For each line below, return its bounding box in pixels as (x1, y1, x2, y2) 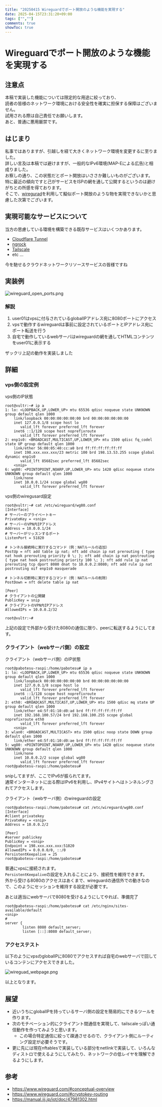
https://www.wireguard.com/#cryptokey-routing (12, 1091, 108, 1097)
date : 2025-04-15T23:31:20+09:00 (5, 12, 73, 17)
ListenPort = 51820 (5, 536, 44, 540)
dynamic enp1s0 (5, 454, 36, 459)
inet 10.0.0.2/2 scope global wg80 (14, 755, 86, 760)
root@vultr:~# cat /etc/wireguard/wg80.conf (5, 503, 96, 508)
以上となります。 (5, 979, 39, 985)
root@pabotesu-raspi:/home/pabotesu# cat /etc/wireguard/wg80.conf (5, 805, 144, 810)
